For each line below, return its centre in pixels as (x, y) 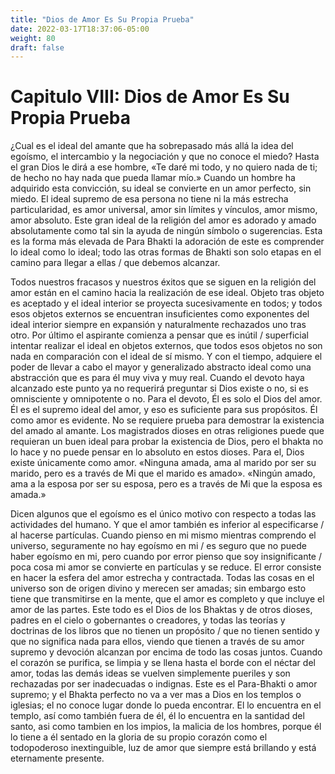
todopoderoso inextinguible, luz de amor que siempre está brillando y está (163, 748)
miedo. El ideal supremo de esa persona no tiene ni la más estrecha (149, 199)
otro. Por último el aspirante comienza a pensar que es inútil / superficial (159, 335)
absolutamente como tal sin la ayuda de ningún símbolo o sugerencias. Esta (166, 231)
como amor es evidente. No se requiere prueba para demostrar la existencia (167, 420)
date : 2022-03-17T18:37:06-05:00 (80, 29)
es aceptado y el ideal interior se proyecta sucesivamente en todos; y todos (166, 303)
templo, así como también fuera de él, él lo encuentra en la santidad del (157, 716)
